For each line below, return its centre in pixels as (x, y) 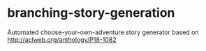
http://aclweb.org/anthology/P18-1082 (62, 39)
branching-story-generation (91, 13)
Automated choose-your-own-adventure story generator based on (103, 32)
